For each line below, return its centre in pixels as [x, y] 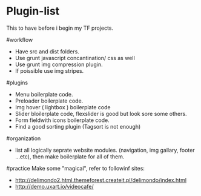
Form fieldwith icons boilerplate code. [62, 120]
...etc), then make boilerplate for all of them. [70, 157]
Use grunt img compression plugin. [59, 64]
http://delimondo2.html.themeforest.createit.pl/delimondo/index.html [100, 180]
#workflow [20, 39]
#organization [24, 138]
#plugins [17, 83]
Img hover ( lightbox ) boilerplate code [63, 107]
